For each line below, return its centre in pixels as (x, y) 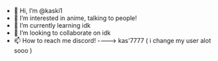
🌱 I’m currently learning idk (52, 25)
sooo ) (23, 51)
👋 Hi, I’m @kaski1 (38, 11)
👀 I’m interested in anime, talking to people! (75, 18)
